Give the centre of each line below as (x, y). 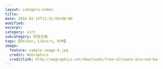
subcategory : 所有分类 (26, 37)
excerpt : (14, 28)
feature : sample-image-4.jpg (39, 50)
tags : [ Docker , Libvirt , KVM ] (36, 41)
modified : (15, 23)
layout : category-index (29, 9)
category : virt (20, 32)
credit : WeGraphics (29, 55)
